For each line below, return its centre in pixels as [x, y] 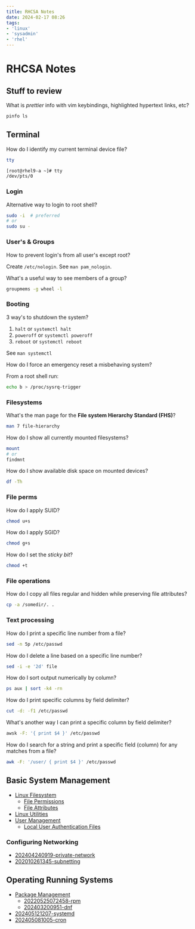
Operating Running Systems [60, 880]
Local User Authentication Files [62, 826]
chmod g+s [18, 543]
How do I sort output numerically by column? [61, 678]
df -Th [14, 482]
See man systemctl [29, 353]
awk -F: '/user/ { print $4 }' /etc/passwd [61, 762]
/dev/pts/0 [20, 176]
